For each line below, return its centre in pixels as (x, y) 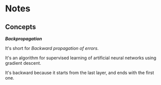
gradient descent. (23, 63)
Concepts (21, 27)
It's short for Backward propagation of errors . (52, 48)
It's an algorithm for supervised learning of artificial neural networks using (81, 58)
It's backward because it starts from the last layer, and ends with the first (80, 73)
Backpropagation (24, 39)
